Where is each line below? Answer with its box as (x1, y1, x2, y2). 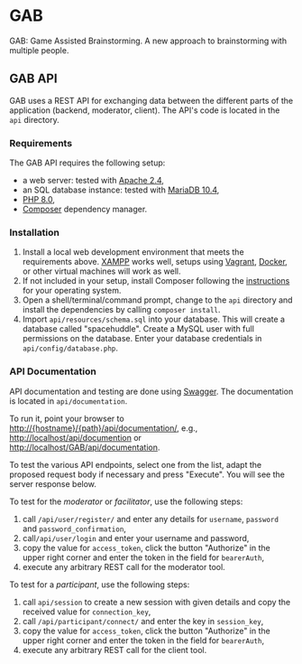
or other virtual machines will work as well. (22, 266, 182, 276)
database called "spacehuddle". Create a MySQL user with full (22, 323, 255, 334)
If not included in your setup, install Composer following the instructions (22, 276, 290, 286)
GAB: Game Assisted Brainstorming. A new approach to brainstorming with (9, 35, 287, 46)
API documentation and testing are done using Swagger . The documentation (9, 386, 294, 397)
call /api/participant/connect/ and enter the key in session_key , (22, 615, 264, 626)
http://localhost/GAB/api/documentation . (9, 442, 160, 453)
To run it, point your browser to (9, 413, 124, 424)
